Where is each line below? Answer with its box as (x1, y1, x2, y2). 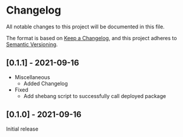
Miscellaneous (14, 73, 50, 80)
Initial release (6, 125, 38, 132)
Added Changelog (23, 80, 68, 87)
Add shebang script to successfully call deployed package (23, 92, 166, 99)
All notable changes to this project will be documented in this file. (6, 23, 165, 30)
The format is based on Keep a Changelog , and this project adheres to (6, 34, 177, 41)
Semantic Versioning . (6, 41, 58, 48)
